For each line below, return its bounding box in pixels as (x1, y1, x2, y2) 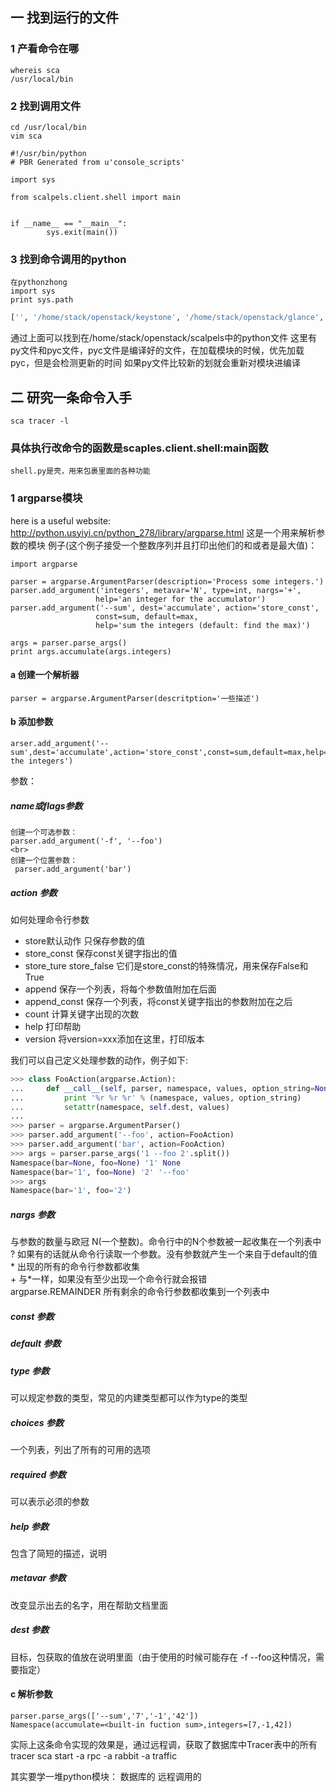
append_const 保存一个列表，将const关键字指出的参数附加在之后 (24, 995, 293, 1007)
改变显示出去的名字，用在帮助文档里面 (10, 1599, 168, 1611)
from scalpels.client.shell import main (10, 192, 182, 202)
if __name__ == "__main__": (10, 218, 128, 228)
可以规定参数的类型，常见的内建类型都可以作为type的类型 (10, 1391, 248, 1403)
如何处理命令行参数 (10, 913, 90, 925)
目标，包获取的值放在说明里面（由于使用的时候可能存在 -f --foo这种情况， (10, 1651, 316, 1663)
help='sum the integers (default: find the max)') (95, 620, 311, 630)
